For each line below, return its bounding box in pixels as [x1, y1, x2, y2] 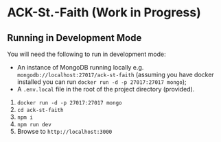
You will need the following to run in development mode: [7, 50, 166, 58]
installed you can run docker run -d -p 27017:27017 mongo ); [16, 78, 187, 86]
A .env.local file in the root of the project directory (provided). [16, 85, 195, 93]
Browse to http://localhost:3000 [16, 128, 113, 135]
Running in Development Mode [7, 32, 142, 44]
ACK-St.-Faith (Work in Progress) [7, 5, 201, 20]
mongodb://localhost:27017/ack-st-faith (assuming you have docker [16, 70, 214, 79]
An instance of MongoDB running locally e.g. [16, 63, 144, 71]
